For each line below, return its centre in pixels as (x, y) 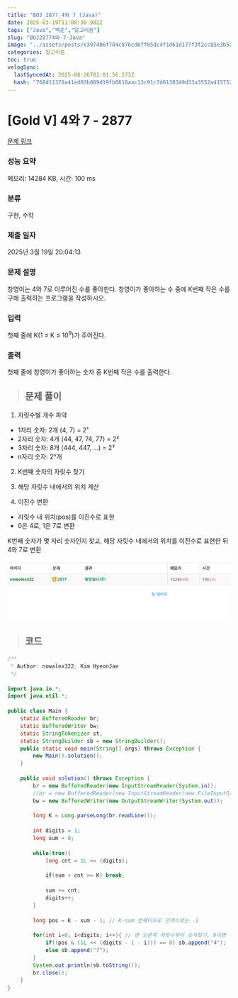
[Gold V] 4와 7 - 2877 (70, 120)
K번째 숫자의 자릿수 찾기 (51, 471)
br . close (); (51, 972)
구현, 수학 (21, 215)
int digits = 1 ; (57, 831)
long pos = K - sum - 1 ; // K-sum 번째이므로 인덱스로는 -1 (116, 920)
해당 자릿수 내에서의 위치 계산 (58, 486)
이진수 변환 (33, 501)
